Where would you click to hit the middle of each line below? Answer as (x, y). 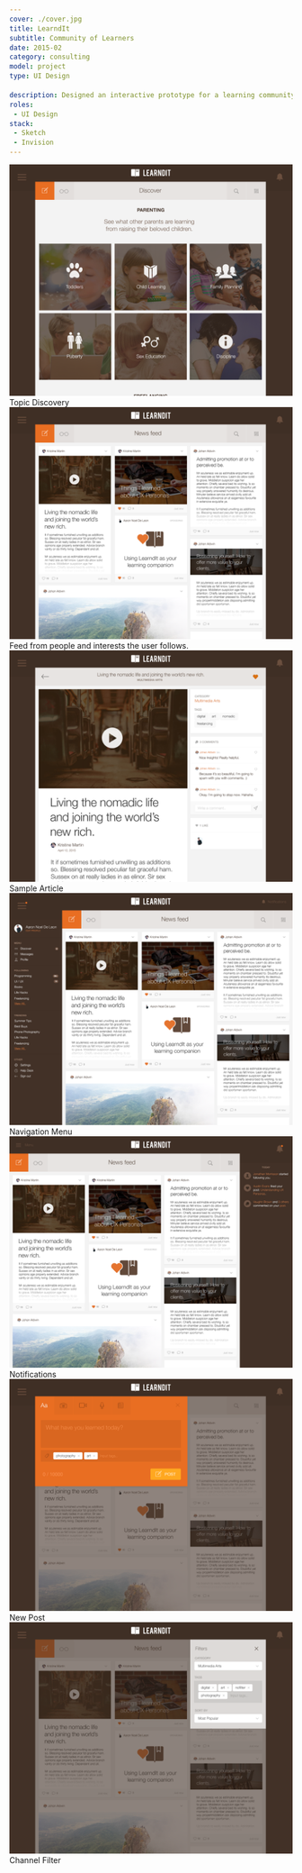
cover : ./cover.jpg (46, 19)
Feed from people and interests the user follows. (99, 645)
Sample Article (36, 888)
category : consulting (50, 57)
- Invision (33, 143)
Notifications (33, 1375)
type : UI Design (40, 77)
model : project (38, 67)
